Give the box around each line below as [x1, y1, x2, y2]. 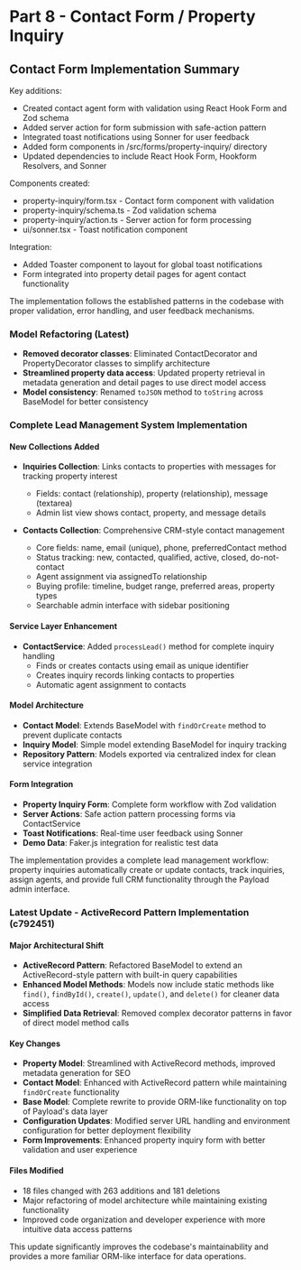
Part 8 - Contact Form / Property [9, 6, 256, 27]
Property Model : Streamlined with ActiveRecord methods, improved [22, 1058, 276, 1069]
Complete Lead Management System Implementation [9, 419, 248, 431]
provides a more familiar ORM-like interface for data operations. [9, 1250, 247, 1261]
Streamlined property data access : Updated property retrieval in [22, 367, 266, 378]
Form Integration [9, 779, 74, 790]
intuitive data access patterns [22, 1223, 132, 1234]
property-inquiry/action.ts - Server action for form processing [22, 215, 252, 225]
